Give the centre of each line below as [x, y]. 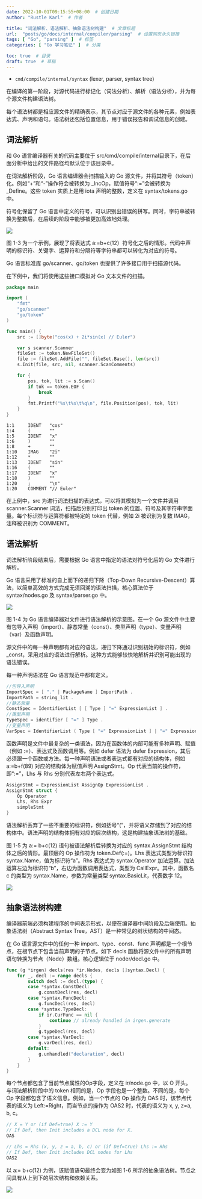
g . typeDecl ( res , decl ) [67, 1032]
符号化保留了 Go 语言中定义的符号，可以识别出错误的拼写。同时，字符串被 [98, 211]
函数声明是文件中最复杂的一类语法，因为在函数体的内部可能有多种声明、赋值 [101, 743]
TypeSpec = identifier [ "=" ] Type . [55, 720]
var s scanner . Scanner [45, 348]
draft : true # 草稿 [31, 61]
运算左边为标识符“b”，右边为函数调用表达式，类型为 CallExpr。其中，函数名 [100, 868]
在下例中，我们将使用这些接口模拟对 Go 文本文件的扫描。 [77, 276]
